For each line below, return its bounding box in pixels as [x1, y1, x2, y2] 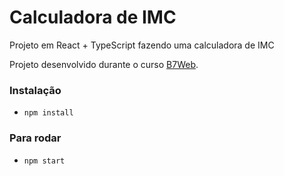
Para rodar [9, 131, 62, 145]
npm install [23, 108, 74, 118]
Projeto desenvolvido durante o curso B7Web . [9, 58, 199, 70]
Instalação [9, 83, 62, 97]
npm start [23, 156, 66, 166]
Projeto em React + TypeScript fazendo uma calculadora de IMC [9, 39, 275, 51]
